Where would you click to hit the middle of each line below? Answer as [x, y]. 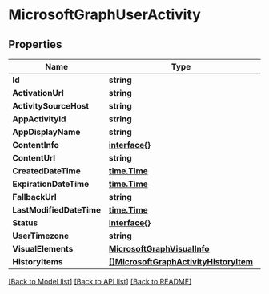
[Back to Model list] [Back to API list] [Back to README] [100, 282]
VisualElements [43, 249]
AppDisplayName [46, 132]
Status [25, 223]
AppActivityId [39, 119]
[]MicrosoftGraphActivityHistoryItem [181, 262]
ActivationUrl [38, 93]
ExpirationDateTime [51, 184]
